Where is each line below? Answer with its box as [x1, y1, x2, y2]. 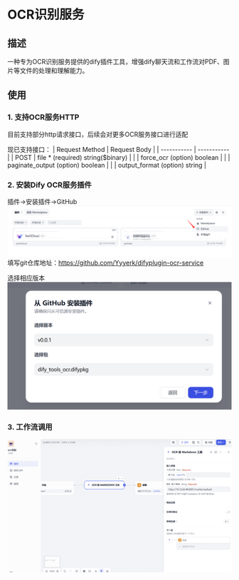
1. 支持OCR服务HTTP [7, 112, 80, 122]
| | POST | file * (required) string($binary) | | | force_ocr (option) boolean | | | [7, 153, 230, 161]
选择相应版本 [7, 273, 45, 282]
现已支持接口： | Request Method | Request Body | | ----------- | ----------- [7, 145, 230, 153]
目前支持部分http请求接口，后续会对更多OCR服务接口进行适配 [7, 130, 188, 138]
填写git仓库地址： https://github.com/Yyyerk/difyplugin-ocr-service [7, 258, 204, 267]
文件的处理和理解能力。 [19, 66, 89, 75]
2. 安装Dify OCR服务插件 [7, 180, 92, 190]
